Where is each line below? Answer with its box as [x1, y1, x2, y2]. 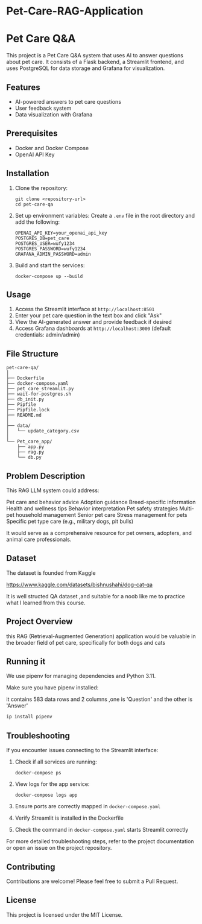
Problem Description [6, 470, 86, 481]
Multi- [179, 505, 194, 512]
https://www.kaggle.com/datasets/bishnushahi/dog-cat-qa [6, 581, 153, 588]
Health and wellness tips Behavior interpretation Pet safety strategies [6, 505, 178, 512]
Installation [6, 168, 49, 179]
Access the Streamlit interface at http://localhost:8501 [14, 306, 155, 313]
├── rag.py [17, 449, 45, 455]
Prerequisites [6, 128, 58, 139]
